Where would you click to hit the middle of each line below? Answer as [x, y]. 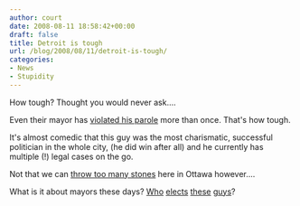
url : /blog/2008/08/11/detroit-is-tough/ [89, 51]
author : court [36, 18]
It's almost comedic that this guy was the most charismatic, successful [141, 137]
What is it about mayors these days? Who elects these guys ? [123, 192]
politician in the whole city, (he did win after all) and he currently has [136, 146]
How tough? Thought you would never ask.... [93, 102]
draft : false [34, 34]
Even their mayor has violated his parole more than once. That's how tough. [150, 119]
